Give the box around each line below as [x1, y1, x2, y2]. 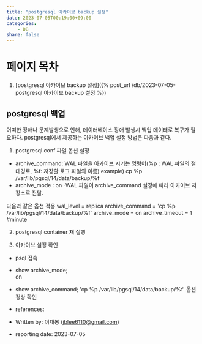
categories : [6, 20, 37, 26]
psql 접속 [15, 254, 38, 261]
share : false [6, 32, 40, 38]
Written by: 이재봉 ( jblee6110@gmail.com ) [15, 318, 119, 325]
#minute [6, 215, 28, 223]
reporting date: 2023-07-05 [15, 330, 86, 337]
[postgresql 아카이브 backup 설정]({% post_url [15, 81, 130, 89]
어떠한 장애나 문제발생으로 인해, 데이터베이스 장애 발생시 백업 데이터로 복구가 [6, 126, 190, 133]
